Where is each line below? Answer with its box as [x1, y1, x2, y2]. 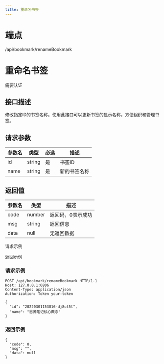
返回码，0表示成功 [49, 211, 93, 218]
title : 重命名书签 [5, 7, 39, 12]
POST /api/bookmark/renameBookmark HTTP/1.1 [5, 279, 97, 284]
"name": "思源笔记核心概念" [9, 310, 61, 315]
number [27, 211, 46, 218]
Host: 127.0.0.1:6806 [5, 283, 49, 288]
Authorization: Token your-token [5, 291, 73, 296]
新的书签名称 [60, 168, 90, 175]
